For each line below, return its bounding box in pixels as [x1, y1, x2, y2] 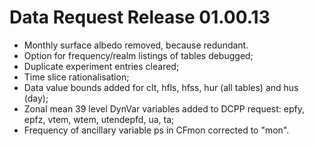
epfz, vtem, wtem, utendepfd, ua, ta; [23, 113, 175, 125]
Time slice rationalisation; [23, 71, 130, 83]
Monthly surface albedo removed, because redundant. [23, 39, 249, 51]
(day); [23, 92, 49, 104]
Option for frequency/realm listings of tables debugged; [23, 49, 254, 61]
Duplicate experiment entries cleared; [23, 60, 180, 72]
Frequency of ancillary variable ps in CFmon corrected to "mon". [23, 124, 290, 136]
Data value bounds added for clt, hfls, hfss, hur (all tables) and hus [23, 81, 299, 93]
